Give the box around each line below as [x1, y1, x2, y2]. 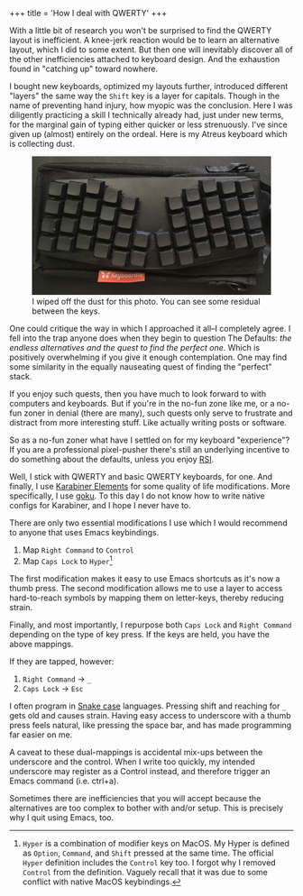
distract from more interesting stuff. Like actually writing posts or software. [9, 417, 287, 428]
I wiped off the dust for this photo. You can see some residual [32, 297, 261, 307]
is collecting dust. [9, 139, 75, 149]
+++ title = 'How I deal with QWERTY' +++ [9, 8, 168, 18]
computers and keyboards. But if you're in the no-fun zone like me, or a [9, 398, 275, 409]
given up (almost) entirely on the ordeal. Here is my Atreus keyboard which [9, 129, 288, 139]
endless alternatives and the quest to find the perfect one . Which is [9, 343, 261, 353]
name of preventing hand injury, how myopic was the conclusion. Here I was [9, 100, 293, 111]
